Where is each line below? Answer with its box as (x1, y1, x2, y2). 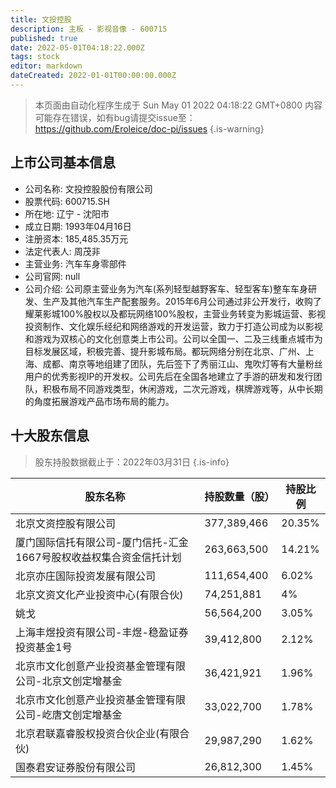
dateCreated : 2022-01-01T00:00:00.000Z (10, 71, 177, 81)
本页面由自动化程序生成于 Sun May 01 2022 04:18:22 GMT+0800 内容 (34, 99, 323, 111)
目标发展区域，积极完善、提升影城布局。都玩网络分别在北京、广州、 (24, 345, 306, 357)
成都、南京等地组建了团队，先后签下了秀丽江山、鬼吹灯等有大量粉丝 (42, 357, 323, 370)
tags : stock (10, 52, 60, 62)
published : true (10, 33, 78, 43)
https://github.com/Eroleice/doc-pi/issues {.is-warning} (34, 122, 265, 135)
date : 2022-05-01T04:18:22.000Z (10, 42, 145, 53)
